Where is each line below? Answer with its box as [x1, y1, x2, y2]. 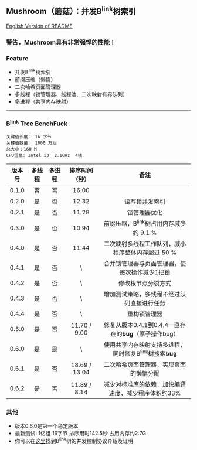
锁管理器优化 [127, 209, 163, 217]
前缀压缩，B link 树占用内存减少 [103, 219, 186, 228]
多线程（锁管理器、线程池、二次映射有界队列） [14, 90, 128, 97]
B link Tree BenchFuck [6, 118, 68, 128]
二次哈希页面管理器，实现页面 [103, 360, 186, 369]
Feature [6, 54, 29, 62]
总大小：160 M [6, 146, 37, 152]
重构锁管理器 [127, 310, 163, 318]
